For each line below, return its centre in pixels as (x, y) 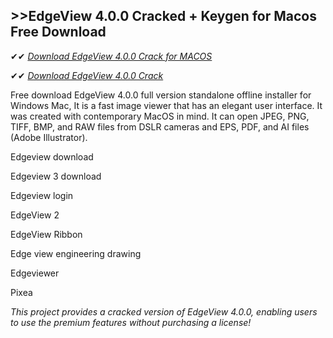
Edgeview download (52, 156)
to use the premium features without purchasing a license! (131, 322)
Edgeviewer (35, 273)
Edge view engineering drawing (76, 253)
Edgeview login (42, 195)
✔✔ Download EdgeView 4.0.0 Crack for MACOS (111, 56)
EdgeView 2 (35, 215)
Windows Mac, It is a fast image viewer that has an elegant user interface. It (166, 105)
